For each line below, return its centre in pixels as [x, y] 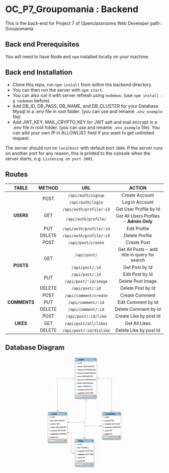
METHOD [49, 188]
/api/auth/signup [86, 195]
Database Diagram [35, 347]
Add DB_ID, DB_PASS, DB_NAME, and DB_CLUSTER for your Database [85, 106]
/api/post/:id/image [86, 282]
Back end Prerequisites [42, 45]
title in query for [138, 255]
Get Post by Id [138, 267]
